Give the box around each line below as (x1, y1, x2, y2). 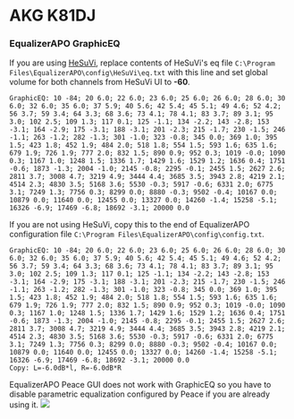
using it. (9, 399, 38, 410)
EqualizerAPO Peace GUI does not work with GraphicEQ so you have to (9, 380, 272, 390)
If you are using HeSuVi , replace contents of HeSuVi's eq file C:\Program (9, 57, 275, 68)
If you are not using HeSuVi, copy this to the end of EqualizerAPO (9, 219, 250, 230)
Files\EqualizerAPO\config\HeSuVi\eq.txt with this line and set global (9, 67, 268, 78)
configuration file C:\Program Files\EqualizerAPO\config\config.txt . (9, 229, 265, 240)
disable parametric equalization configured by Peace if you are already (9, 389, 271, 399)
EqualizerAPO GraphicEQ (9, 38, 121, 50)
